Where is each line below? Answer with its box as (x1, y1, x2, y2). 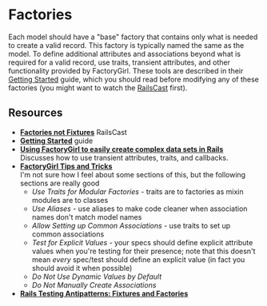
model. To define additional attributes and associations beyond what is (8, 49, 241, 58)
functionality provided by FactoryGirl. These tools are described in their (8, 66, 244, 75)
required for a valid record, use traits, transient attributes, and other (8, 58, 230, 67)
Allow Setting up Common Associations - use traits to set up (31, 221, 231, 230)
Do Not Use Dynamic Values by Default (31, 272, 162, 281)
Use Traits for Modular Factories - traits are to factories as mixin (31, 186, 244, 197)
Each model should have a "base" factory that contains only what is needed (8, 32, 258, 42)
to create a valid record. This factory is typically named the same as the (8, 40, 245, 50)
